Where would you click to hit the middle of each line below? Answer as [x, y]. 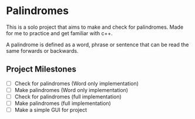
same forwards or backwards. [42, 50]
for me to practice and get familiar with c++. [59, 33]
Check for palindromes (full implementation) [68, 96]
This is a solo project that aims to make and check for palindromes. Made [95, 27]
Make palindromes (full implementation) [63, 103]
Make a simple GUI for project [51, 110]
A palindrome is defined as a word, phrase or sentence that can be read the [97, 45]
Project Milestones [41, 69]
